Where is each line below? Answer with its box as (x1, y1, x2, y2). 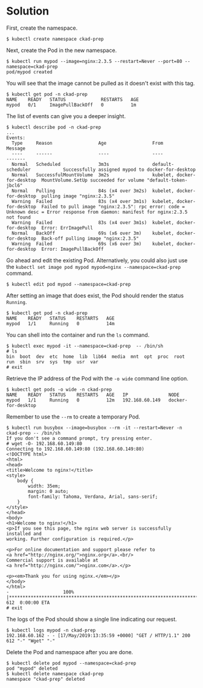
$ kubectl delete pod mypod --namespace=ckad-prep (6, 660, 137, 666)
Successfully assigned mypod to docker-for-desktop (63, 167, 196, 173)
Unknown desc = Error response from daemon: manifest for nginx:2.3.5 (6, 209, 188, 215)
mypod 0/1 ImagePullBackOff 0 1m (6, 102, 137, 108)
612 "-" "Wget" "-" (6, 638, 56, 644)
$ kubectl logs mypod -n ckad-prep (6, 627, 96, 633)
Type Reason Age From (11, 140, 164, 146)
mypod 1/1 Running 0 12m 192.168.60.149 (6, 397, 161, 403)
